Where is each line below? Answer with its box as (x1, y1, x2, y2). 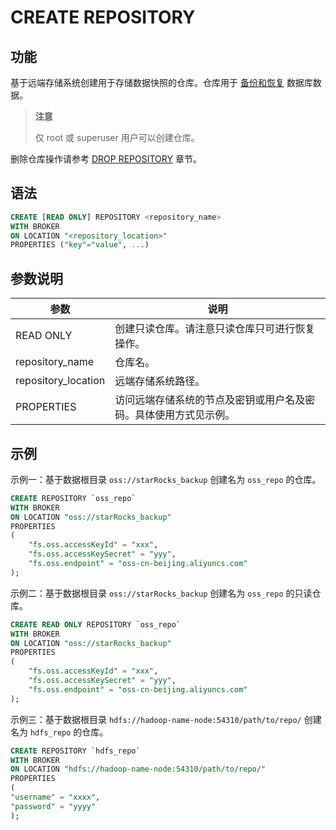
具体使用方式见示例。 (134, 408, 236, 422)
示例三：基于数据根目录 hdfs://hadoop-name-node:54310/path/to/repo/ (10, 713, 302, 725)
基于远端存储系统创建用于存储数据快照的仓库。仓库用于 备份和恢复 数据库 (10, 77, 313, 88)
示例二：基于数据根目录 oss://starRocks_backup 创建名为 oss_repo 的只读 (10, 587, 313, 599)
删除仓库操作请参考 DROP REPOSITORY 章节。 (10, 153, 202, 165)
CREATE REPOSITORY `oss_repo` (10, 493, 137, 503)
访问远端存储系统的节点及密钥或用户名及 (114, 393, 306, 407)
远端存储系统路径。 (114, 374, 206, 388)
